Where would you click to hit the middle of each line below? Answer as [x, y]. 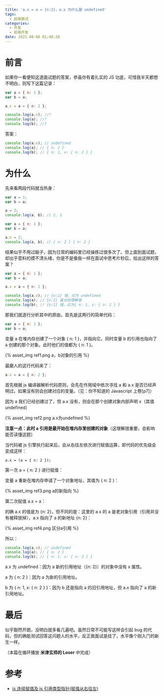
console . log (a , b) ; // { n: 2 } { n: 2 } [48, 242]
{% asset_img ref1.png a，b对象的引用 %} [47, 355]
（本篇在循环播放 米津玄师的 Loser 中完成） [49, 652]
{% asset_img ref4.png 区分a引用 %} [42, 528]
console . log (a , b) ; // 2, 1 [34, 215]
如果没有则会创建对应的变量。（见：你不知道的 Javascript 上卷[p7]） [86, 391]
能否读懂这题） [20, 434]
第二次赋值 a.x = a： [25, 501]
